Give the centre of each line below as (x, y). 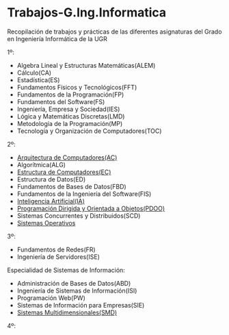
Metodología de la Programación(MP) (70, 123)
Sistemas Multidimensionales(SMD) (67, 312)
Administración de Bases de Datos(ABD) (74, 283)
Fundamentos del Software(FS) (61, 101)
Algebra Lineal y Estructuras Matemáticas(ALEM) (86, 65)
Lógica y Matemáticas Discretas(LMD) (71, 116)
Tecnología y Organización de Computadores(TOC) (89, 131)
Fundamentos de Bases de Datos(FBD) (71, 186)
